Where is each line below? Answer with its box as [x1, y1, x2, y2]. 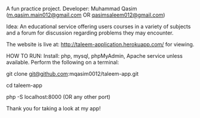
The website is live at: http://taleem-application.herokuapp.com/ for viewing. [6, 41, 195, 48]
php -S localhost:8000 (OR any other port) [6, 94, 110, 100]
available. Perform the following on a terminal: [6, 59, 119, 66]
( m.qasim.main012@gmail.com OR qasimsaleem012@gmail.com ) [6, 11, 165, 18]
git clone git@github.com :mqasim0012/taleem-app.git [6, 70, 139, 77]
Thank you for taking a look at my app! [6, 105, 101, 112]
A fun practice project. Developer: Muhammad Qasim [6, 5, 137, 12]
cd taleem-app [6, 82, 43, 89]
